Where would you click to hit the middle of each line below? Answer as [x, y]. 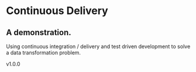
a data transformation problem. [43, 53]
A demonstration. [39, 32]
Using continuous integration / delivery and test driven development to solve [98, 46]
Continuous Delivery [57, 11]
